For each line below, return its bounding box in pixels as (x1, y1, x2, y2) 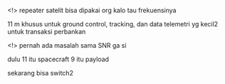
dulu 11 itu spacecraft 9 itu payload (7, 55, 109, 63)
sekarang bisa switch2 (7, 69, 73, 77)
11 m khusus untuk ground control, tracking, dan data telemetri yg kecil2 (7, 20, 219, 28)
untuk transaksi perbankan (7, 28, 86, 36)
